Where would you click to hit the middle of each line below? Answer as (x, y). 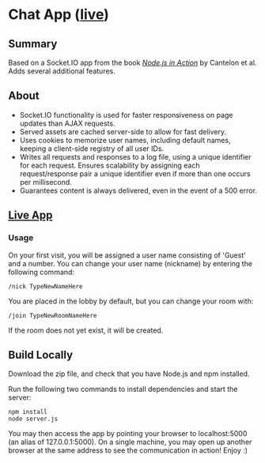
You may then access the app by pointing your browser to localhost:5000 (128, 434)
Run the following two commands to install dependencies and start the (123, 390)
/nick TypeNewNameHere (45, 286)
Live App (30, 215)
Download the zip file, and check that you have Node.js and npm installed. (129, 374)
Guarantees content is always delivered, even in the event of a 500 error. (138, 190)
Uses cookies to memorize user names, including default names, (125, 140)
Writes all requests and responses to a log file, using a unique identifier (135, 156)
